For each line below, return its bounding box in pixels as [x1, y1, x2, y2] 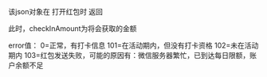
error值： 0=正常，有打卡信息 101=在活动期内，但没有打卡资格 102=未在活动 [8, 40, 259, 50]
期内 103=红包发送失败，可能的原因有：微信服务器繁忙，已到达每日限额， [8, 51, 250, 60]
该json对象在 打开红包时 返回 [8, 7, 104, 16]
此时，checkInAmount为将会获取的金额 [8, 24, 137, 33]
